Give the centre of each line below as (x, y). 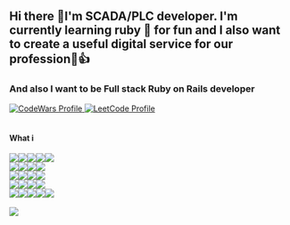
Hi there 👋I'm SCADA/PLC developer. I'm (124, 16)
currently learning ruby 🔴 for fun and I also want (145, 31)
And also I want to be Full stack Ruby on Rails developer (132, 89)
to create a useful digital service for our (121, 44)
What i (21, 138)
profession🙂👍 (50, 59)
